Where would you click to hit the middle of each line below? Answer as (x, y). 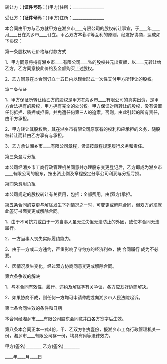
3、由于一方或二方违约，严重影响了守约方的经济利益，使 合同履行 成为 (78, 249)
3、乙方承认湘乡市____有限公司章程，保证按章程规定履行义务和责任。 (76, 146)
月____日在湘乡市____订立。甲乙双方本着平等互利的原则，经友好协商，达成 (81, 35)
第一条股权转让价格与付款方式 (36, 51)
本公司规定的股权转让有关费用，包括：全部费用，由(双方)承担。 (70, 194)
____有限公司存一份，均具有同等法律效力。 (70, 335)
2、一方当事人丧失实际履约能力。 (39, 238)
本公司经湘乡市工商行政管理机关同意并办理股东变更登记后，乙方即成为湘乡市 (83, 167)
